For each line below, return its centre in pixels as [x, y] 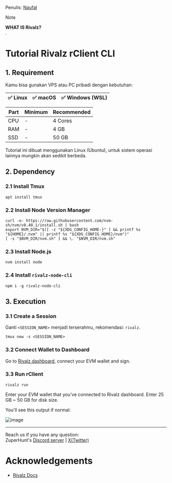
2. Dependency [30, 172]
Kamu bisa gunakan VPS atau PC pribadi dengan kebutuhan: [69, 85]
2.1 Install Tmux [25, 186]
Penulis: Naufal [21, 7]
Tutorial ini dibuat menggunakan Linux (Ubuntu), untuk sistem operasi [79, 150]
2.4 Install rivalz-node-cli [39, 275]
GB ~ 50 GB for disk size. [32, 400]
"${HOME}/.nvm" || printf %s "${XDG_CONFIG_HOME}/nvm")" [67, 234]
